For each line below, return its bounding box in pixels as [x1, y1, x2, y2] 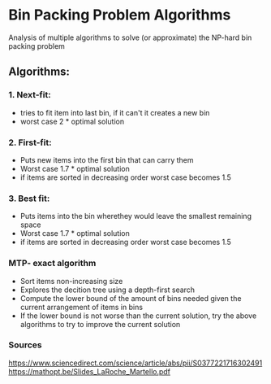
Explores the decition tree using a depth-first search [19, 285, 196, 295]
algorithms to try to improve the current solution [19, 319, 181, 329]
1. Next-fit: [8, 89, 51, 101]
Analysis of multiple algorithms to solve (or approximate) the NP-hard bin [8, 33, 252, 42]
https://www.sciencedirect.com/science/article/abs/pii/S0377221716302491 [8, 358, 263, 368]
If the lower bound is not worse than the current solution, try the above [19, 311, 257, 321]
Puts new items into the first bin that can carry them [19, 155, 194, 164]
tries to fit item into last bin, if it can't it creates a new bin [19, 107, 210, 117]
